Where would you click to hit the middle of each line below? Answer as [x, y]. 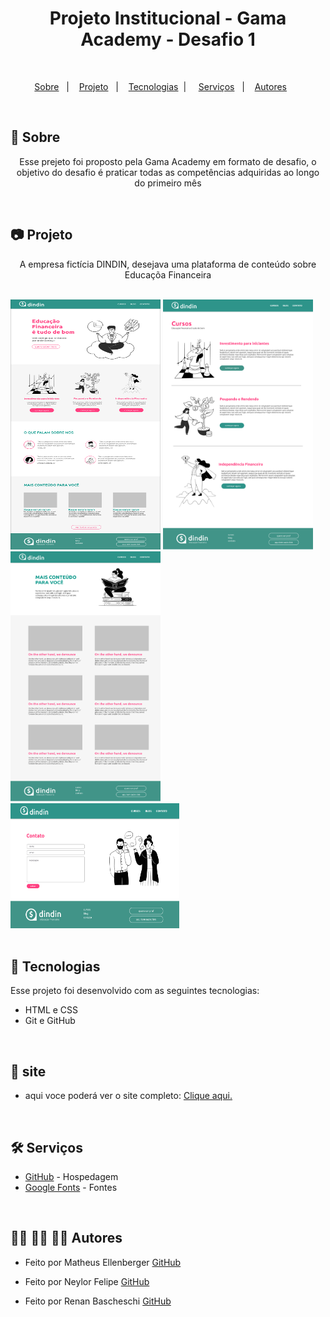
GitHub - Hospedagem [71, 1176]
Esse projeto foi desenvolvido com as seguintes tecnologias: [135, 991]
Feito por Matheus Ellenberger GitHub [103, 1262]
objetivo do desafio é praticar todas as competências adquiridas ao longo [168, 172]
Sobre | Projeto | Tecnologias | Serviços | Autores [161, 86]
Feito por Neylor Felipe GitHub [87, 1281]
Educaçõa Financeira [168, 274]
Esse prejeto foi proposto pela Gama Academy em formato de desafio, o [168, 161]
